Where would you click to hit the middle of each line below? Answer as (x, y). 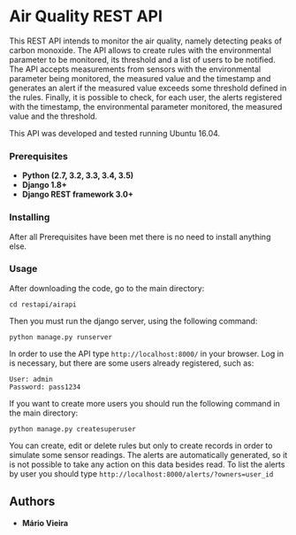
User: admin (31, 379)
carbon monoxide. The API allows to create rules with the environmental (140, 50)
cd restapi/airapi (43, 304)
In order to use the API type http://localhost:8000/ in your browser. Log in (147, 353)
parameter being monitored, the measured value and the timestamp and (140, 78)
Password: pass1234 (45, 387)
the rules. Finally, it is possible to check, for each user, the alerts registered (146, 97)
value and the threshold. (53, 116)
